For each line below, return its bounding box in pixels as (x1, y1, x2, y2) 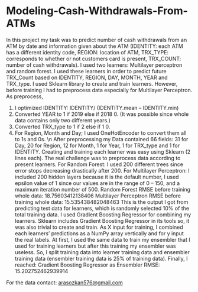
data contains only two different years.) (14, 116, 111, 124)
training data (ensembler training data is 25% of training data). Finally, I (14, 255, 188, 262)
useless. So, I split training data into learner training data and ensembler (14, 248, 190, 255)
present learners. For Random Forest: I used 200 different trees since (14, 161, 183, 168)
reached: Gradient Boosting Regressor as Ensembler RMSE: (14, 261, 160, 268)
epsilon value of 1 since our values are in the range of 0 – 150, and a (14, 179, 180, 187)
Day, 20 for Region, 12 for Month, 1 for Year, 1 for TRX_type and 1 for (14, 142, 180, 149)
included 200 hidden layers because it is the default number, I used (14, 173, 179, 180)
